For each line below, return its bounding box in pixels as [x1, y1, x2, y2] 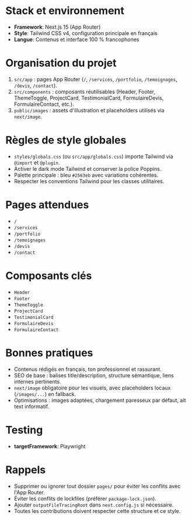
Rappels [5, 463, 46, 476]
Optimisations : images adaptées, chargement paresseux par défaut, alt [13, 397, 186, 404]
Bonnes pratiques [5, 346, 93, 359]
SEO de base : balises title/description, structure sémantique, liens [13, 371, 174, 378]
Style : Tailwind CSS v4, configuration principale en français [13, 29, 158, 36]
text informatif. [13, 402, 50, 410]
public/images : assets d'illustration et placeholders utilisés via [13, 106, 165, 113]
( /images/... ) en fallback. [13, 390, 76, 397]
